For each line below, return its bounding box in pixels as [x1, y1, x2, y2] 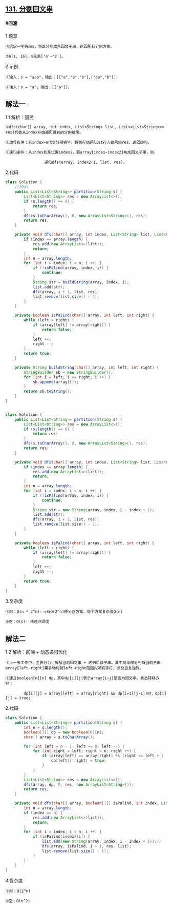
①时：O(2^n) [5, 888, 31, 894]
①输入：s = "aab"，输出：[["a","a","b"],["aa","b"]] [5, 74, 116, 80]
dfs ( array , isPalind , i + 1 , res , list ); [41, 844, 132, 849]
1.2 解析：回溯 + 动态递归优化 [5, 649, 68, 655]
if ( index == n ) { [24, 810, 63, 815]
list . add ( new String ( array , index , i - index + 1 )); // [41, 839, 161, 844]
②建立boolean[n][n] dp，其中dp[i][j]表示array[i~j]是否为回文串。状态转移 [5, 675, 156, 681]
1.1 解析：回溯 [5, 114, 34, 121]
